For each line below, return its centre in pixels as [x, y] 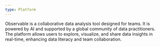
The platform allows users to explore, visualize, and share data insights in [79, 34]
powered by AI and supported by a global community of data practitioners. [80, 29]
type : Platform [21, 10]
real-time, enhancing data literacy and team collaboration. [63, 39]
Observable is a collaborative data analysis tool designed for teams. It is [78, 23]
